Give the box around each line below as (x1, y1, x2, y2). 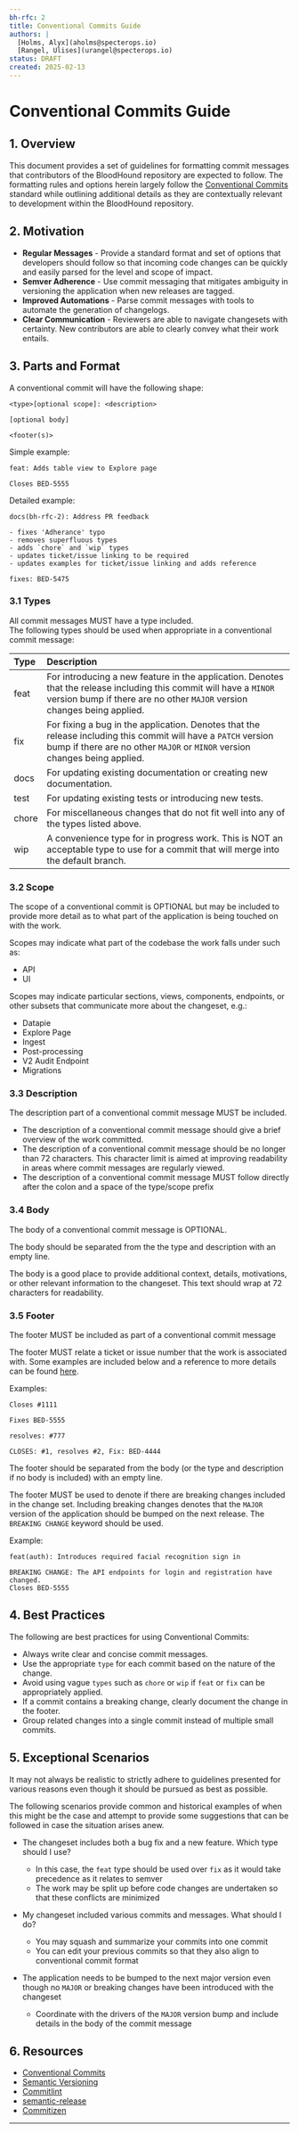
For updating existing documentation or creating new (46, 766, 269, 778)
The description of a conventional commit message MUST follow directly (21, 1172, 289, 1183)
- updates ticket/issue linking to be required (9, 551, 190, 560)
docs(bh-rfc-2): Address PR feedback (9, 512, 149, 521)
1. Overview (9, 136, 76, 152)
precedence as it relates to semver (35, 1873, 163, 1883)
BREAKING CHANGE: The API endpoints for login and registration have (9, 1568, 273, 1577)
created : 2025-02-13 (9, 63, 86, 72)
